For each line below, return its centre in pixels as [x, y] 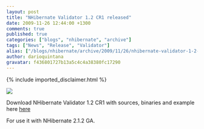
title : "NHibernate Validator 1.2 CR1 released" [69, 17]
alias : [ [17, 51]
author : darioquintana [35, 57]
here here [19, 109]
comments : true [25, 29]
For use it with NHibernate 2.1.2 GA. [51, 121]
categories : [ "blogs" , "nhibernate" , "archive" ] [69, 40]
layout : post [23, 12]
